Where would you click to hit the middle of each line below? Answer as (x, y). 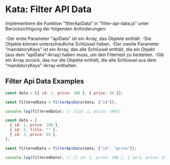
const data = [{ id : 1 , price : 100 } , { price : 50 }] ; (64, 93)
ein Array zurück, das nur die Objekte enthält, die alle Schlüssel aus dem (81, 60)
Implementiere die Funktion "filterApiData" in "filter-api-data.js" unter (77, 23)
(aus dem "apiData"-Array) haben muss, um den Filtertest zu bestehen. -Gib (85, 55)
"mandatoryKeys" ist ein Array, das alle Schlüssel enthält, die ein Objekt (80, 49)
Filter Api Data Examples (45, 81)
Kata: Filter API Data (49, 9)
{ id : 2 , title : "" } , (34, 130)
